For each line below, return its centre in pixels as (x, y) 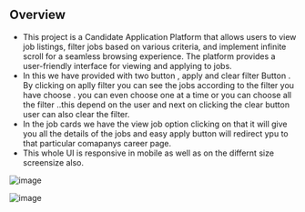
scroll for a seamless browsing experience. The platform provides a (149, 56)
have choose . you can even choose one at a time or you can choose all (157, 95)
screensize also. (53, 162)
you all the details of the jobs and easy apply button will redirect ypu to (155, 133)
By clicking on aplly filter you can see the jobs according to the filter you (158, 85)
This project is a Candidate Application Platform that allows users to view (159, 36)
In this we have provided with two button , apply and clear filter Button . (157, 76)
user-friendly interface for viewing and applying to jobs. (127, 66)
